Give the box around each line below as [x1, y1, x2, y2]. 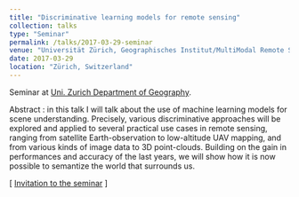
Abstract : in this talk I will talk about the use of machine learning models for [9, 104, 287, 114]
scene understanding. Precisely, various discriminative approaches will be [9, 113, 281, 124]
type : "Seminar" [9, 29, 69, 38]
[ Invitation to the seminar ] [9, 177, 109, 188]
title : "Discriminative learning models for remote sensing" [9, 12, 241, 22]
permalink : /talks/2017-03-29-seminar [9, 37, 153, 47]
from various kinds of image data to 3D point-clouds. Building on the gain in [9, 141, 287, 152]
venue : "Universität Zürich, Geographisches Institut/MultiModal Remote [9, 46, 285, 55]
